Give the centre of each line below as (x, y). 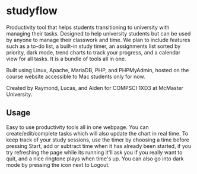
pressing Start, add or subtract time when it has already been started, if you (99, 146)
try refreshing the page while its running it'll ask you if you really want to (94, 152)
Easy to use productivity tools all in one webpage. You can (78, 127)
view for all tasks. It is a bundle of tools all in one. (66, 59)
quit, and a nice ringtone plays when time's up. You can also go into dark (95, 159)
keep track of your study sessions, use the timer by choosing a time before (98, 140)
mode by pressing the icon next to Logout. (58, 165)
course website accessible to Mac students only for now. (76, 76)
